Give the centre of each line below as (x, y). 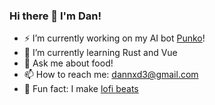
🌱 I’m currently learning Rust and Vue (100, 53)
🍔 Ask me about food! (68, 63)
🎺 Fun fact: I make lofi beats (81, 89)
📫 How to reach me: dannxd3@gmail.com (111, 75)
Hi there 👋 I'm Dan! (55, 16)
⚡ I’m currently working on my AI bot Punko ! (114, 38)
